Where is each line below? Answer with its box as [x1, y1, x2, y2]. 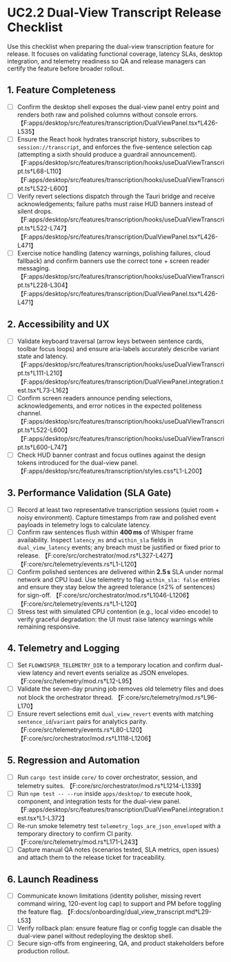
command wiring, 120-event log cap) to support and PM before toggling [17, 899, 222, 907]
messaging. [17, 264, 50, 272]
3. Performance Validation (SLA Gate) [7, 487, 172, 499]
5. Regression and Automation [7, 754, 140, 767]
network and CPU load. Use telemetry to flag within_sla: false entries [17, 576, 221, 584]
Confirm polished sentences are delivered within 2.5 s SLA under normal [17, 567, 224, 576]
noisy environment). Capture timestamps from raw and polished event [17, 513, 217, 522]
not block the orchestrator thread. [17, 694, 114, 701]
